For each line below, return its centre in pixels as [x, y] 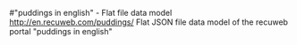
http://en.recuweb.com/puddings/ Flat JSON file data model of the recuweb [149, 22]
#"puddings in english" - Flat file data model [91, 13]
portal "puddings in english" [61, 31]
